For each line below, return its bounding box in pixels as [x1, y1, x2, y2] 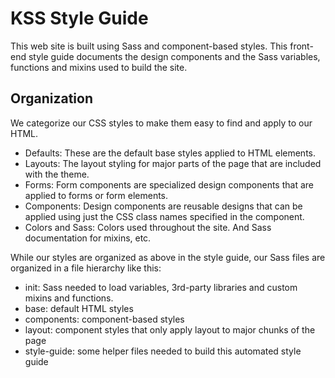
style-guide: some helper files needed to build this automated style [24, 345, 302, 357]
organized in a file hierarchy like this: [10, 262, 162, 274]
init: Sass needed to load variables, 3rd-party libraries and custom [24, 281, 298, 293]
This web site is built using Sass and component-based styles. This [10, 40, 288, 52]
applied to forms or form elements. [24, 189, 169, 201]
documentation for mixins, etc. [24, 232, 152, 244]
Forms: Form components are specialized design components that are [24, 178, 314, 191]
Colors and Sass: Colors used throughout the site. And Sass [24, 221, 272, 233]
